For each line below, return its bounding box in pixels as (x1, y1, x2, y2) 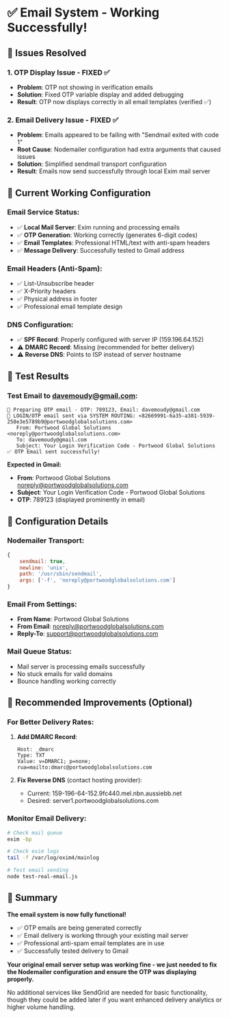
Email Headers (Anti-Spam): (7, 264, 103, 273)
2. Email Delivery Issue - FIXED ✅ (7, 115, 119, 125)
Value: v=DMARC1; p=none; (16, 758, 91, 765)
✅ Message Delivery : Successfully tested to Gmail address (16, 246, 185, 254)
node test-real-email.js (7, 873, 78, 880)
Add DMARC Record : (16, 733, 77, 741)
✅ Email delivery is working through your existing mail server (16, 931, 189, 939)
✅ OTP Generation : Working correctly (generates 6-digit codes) (16, 231, 198, 239)
